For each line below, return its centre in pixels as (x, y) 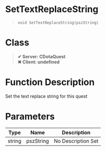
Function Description (50, 82)
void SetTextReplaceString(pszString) (58, 23)
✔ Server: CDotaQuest (41, 56)
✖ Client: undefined (38, 62)
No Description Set (76, 141)
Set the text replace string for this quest (46, 96)
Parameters (30, 116)
